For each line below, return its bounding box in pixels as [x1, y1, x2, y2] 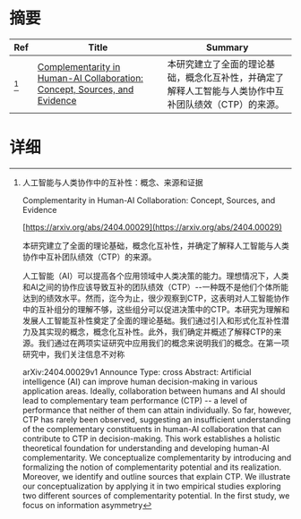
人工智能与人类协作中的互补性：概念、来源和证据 [21, 176, 203, 188]
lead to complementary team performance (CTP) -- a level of [21, 395, 248, 405]
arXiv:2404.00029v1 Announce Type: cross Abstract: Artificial [21, 366, 252, 377]
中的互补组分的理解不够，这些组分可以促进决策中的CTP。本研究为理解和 [21, 303, 289, 314]
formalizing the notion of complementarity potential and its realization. [21, 462, 282, 472]
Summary [205, 41, 249, 54]
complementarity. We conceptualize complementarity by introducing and [21, 452, 292, 463]
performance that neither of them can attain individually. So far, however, [21, 404, 292, 415]
